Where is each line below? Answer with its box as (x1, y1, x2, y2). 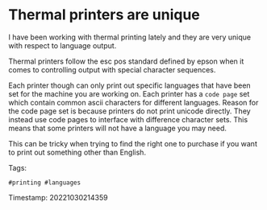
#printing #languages (8, 179, 81, 187)
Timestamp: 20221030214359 (8, 192, 108, 202)
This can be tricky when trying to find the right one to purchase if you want (8, 138, 258, 148)
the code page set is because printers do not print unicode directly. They (8, 106, 252, 116)
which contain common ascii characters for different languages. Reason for (8, 97, 259, 107)
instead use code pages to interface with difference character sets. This (8, 114, 248, 124)
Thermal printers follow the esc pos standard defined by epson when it (8, 56, 244, 66)
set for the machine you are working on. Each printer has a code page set (8, 89, 250, 98)
